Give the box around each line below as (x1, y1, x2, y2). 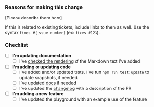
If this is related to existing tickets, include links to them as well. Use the (5, 24, 150, 30)
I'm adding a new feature (12, 90, 64, 96)
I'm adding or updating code (12, 64, 71, 70)
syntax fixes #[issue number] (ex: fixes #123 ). (5, 30, 100, 36)
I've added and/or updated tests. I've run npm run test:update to (19, 69, 150, 75)
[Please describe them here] (5, 15, 62, 21)
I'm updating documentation (12, 53, 72, 58)
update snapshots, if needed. (19, 74, 78, 80)
